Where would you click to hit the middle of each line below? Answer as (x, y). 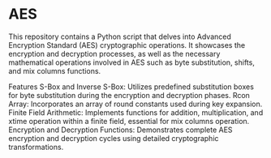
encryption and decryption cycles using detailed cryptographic (114, 138)
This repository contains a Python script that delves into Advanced (120, 36)
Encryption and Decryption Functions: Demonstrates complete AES (120, 130)
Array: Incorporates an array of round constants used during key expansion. (135, 104)
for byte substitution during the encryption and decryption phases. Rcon (129, 95)
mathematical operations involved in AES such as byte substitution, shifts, (132, 62)
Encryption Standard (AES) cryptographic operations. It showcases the (127, 45)
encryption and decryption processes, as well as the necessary (114, 53)
